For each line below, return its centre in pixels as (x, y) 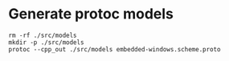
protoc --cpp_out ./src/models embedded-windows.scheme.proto (115, 49)
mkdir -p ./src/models (46, 42)
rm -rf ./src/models (43, 35)
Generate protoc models (91, 14)
